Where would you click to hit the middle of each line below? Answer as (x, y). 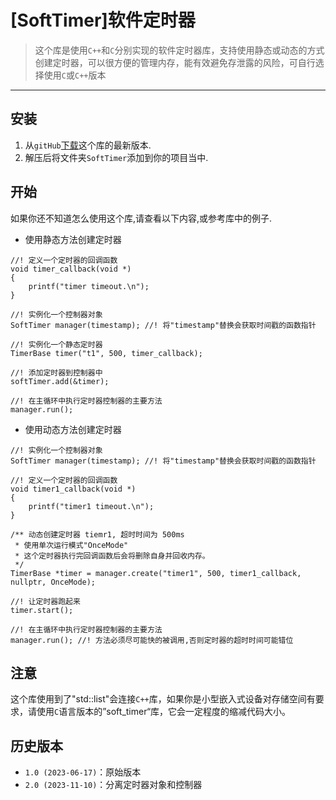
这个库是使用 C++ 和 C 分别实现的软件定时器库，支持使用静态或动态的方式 (179, 50)
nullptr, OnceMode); (53, 582)
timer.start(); (42, 610)
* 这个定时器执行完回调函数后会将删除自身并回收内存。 (112, 556)
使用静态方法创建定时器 (73, 239)
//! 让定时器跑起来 (45, 601)
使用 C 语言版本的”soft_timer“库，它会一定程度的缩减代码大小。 (164, 712)
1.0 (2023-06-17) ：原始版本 (83, 772)
